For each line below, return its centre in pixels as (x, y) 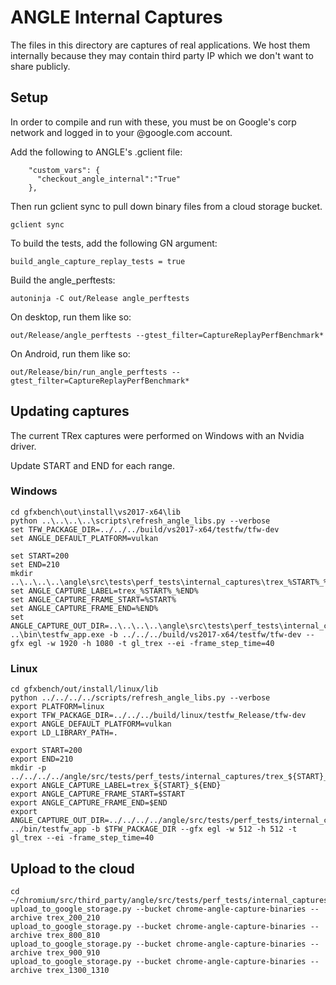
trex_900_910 (73, 952)
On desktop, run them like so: (71, 317)
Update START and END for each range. (92, 465)
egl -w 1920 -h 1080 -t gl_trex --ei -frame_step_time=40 (151, 643)
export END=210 (42, 759)
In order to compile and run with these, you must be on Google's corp (153, 122)
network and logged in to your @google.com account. (121, 132)
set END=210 (35, 564)
